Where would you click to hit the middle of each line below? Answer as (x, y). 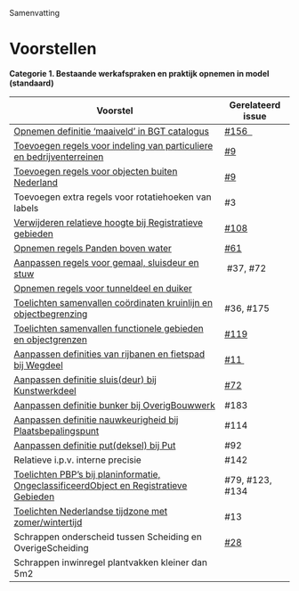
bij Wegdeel (39, 365)
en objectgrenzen (50, 340)
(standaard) (32, 83)
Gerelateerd (255, 104)
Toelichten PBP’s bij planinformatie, (87, 474)
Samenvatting (35, 13)
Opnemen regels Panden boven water (93, 248)
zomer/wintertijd (48, 522)
